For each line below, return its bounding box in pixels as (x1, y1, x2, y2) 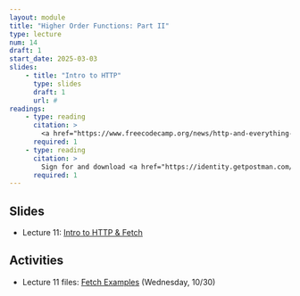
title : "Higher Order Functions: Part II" (9, 21, 170, 30)
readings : (9, 104, 46, 113)
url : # (32, 95, 58, 105)
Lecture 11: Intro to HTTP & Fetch (21, 227, 143, 238)
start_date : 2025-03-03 (9, 54, 98, 63)
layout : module (9, 12, 66, 22)
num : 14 (9, 37, 38, 47)
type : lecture (9, 29, 62, 38)
